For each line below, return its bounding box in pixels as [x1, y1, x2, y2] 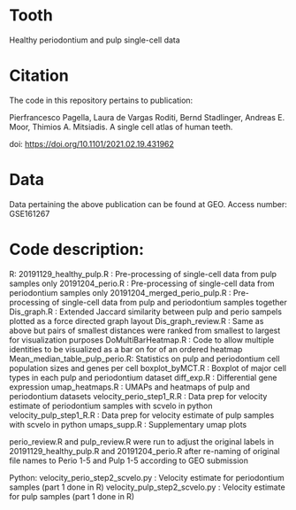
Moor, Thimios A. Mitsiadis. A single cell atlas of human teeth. [9, 121, 233, 132]
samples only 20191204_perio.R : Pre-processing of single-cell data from [9, 278, 275, 289]
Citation [9, 66, 69, 86]
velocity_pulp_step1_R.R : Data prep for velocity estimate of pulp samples [9, 409, 275, 421]
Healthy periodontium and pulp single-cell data [9, 35, 181, 45]
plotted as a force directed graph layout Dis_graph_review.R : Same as [9, 315, 264, 326]
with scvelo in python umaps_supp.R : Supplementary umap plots [9, 419, 247, 429]
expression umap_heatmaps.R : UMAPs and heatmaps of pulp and [9, 382, 250, 392]
